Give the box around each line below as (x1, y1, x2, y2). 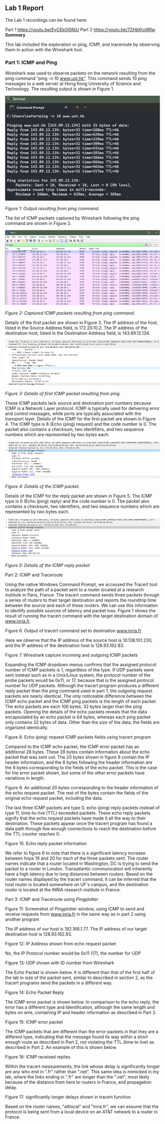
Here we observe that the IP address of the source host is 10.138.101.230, (5, 637, 153, 643)
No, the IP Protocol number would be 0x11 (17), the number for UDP (5, 950, 141, 956)
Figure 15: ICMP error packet (5, 1019, 63, 1025)
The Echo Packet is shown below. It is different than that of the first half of (5, 970, 155, 975)
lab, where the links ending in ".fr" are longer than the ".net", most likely (5, 1074, 150, 1080)
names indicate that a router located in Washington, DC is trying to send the (5, 861, 159, 866)
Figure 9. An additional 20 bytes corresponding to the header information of (5, 785, 159, 791)
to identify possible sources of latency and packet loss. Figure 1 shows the (5, 608, 156, 614)
